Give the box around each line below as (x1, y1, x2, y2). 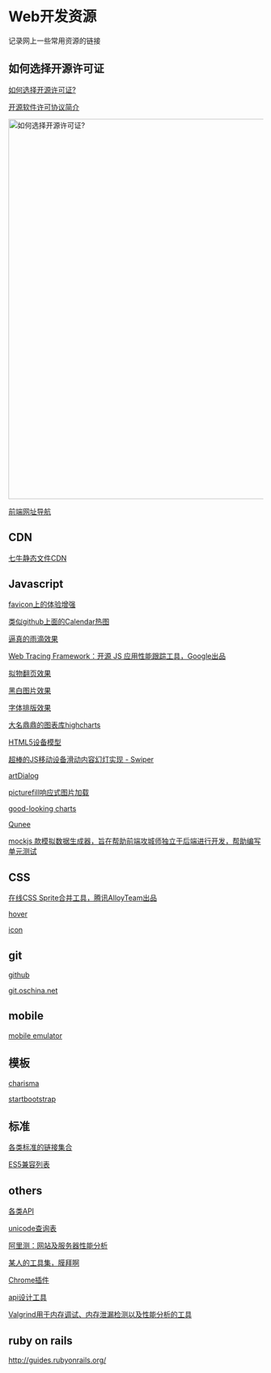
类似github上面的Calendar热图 (8, 617, 110, 627)
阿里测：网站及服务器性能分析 (8, 1241, 108, 1251)
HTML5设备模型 (8, 737, 62, 747)
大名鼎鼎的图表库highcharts (8, 720, 101, 730)
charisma (8, 1078, 40, 1088)
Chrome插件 (8, 1275, 50, 1285)
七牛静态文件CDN (8, 553, 67, 563)
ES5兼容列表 (8, 1160, 50, 1169)
